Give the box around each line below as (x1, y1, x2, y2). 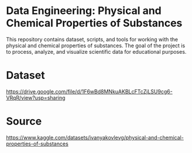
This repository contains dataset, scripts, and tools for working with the (6, 36, 179, 43)
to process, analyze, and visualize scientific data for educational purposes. (6, 48, 187, 55)
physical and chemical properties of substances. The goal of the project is (6, 42, 186, 49)
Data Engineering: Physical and (6, 4, 162, 18)
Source (6, 115, 42, 128)
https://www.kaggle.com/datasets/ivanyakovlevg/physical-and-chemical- (6, 134, 184, 141)
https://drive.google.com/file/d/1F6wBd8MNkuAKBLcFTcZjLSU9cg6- (6, 88, 173, 95)
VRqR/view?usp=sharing (6, 94, 66, 101)
